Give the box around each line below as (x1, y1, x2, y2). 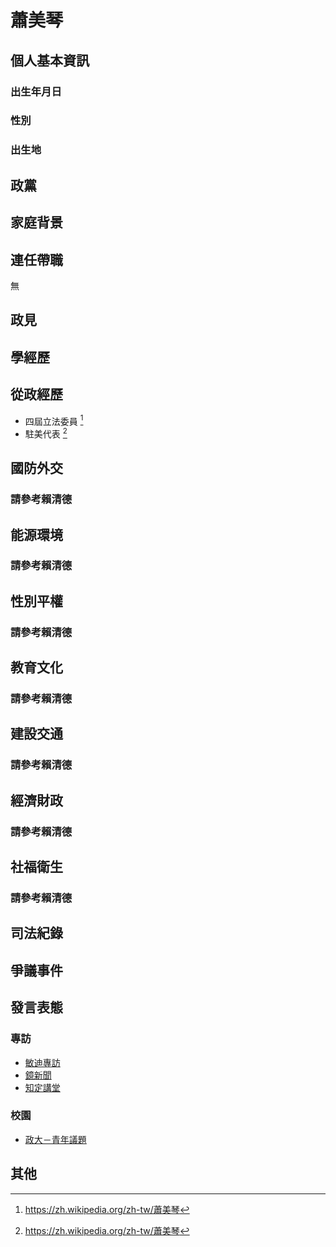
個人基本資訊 (10, 52, 90, 69)
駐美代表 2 (24, 426, 68, 440)
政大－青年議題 (24, 1133, 87, 1145)
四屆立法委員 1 (24, 413, 84, 427)
